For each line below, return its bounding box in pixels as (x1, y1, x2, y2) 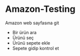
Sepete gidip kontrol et (12, 45, 59, 51)
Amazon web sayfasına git (5, 20, 60, 26)
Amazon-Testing (5, 3, 76, 15)
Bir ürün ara (12, 29, 37, 35)
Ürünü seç (12, 35, 34, 41)
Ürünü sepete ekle (12, 40, 51, 46)
